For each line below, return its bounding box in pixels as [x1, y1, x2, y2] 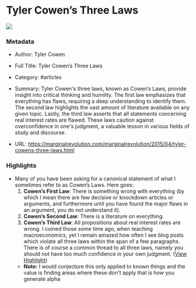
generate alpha [23, 275, 61, 282]
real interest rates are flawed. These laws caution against [14, 116, 154, 124]
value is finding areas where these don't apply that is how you [23, 269, 175, 276]
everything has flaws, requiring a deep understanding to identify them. [14, 98, 187, 105]
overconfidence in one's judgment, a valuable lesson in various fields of [14, 123, 190, 130]
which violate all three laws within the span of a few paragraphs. [23, 237, 180, 245]
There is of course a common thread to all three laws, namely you [23, 244, 184, 251]
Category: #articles [14, 74, 62, 81]
